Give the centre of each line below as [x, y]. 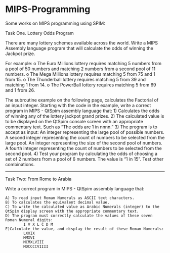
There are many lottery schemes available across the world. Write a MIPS [82, 43]
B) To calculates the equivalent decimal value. [57, 202]
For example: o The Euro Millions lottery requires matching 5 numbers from [83, 63]
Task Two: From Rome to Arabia [38, 179]
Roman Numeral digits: [29, 220]
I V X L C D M [38, 224]
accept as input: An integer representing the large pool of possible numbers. [85, 132]
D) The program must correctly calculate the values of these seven [79, 216]
